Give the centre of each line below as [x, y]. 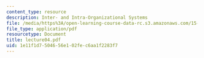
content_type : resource [36, 12]
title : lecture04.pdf [34, 40]
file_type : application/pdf [42, 29]
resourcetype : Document [36, 34]
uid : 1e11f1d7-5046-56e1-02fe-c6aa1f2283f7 [62, 46]
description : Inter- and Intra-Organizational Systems [77, 18]
